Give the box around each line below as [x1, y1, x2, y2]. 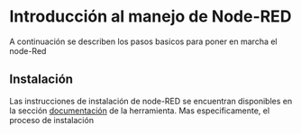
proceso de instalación [9, 114, 95, 125]
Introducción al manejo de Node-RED [9, 6, 292, 27]
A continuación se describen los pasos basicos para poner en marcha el [9, 36, 278, 47]
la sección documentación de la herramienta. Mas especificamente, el [9, 105, 270, 116]
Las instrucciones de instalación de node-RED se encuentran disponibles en [9, 95, 293, 106]
